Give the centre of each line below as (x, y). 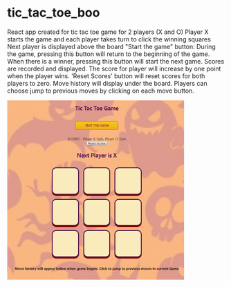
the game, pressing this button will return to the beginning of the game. (109, 54)
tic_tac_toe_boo (54, 13)
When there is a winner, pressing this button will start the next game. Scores (116, 61)
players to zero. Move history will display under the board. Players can (107, 83)
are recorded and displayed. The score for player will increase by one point (114, 68)
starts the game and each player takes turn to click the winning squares (109, 39)
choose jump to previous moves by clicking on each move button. (101, 91)
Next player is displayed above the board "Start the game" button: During (111, 46)
